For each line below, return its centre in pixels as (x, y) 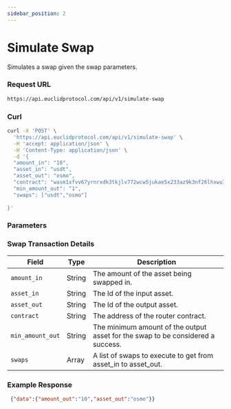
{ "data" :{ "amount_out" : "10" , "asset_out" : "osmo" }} (82, 399)
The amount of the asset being (142, 273)
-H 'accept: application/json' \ (61, 143)
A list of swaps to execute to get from (153, 355)
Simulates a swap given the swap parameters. (72, 67)
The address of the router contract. (149, 316)
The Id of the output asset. (135, 304)
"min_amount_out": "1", (47, 188)
